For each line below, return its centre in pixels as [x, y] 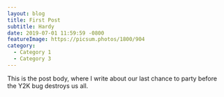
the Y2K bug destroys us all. [48, 86]
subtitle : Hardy [31, 26]
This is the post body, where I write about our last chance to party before [112, 78]
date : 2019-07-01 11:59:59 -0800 [56, 33]
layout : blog [26, 14]
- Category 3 [32, 59]
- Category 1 [32, 53]
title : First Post [34, 20]
